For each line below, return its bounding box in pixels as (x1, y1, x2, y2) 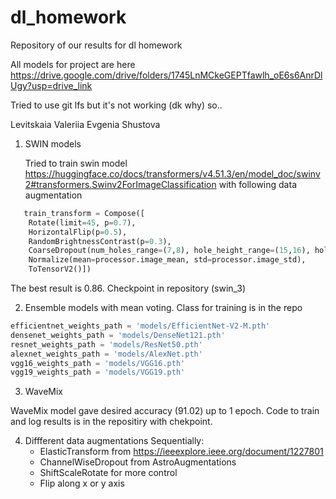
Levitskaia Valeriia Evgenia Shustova (10, 118, 161, 130)
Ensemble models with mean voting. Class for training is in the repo (24, 302, 303, 314)
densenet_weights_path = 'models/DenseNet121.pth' (10, 330, 226, 340)
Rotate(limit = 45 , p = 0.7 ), (28, 217, 137, 228)
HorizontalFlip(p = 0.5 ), (28, 227, 128, 237)
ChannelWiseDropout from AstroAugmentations (39, 456, 237, 468)
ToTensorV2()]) (28, 264, 92, 275)
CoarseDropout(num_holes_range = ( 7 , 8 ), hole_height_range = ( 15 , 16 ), (28, 246, 311, 256)
